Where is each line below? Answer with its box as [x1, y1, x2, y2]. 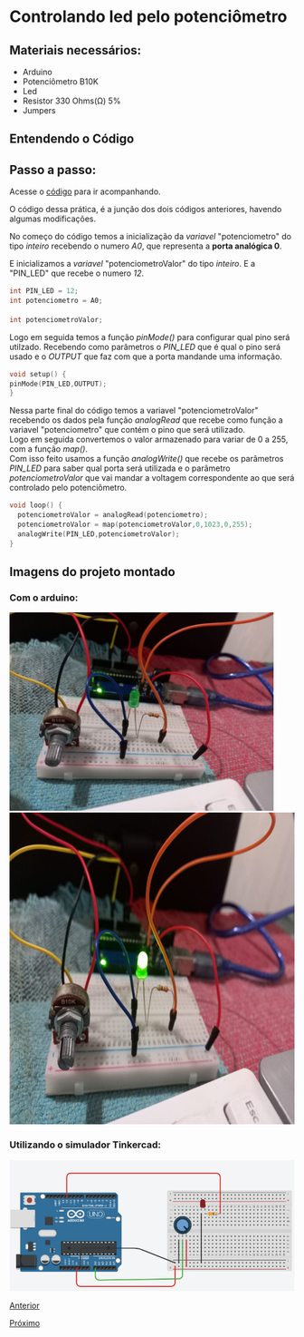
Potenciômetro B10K [22, 76, 100, 87]
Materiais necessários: [9, 43, 142, 58]
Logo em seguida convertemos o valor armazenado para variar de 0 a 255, [9, 434, 289, 445]
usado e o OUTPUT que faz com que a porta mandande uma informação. [9, 351, 283, 362]
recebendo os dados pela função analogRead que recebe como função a [9, 415, 283, 425]
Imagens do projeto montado [9, 564, 176, 580]
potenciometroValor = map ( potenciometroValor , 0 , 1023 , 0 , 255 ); [17, 520, 253, 530]
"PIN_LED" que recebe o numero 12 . [9, 268, 145, 278]
